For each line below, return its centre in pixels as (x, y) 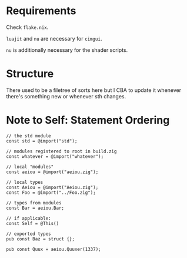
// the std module (29, 136)
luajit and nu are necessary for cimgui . (54, 38)
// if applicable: (29, 218)
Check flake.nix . (27, 27)
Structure (30, 74)
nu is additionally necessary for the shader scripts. (67, 50)
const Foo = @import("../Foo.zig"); (51, 193)
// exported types (29, 234)
